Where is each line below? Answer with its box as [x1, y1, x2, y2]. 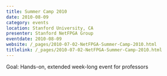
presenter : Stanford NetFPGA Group [6, 31, 94, 37]
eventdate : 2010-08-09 [6, 36, 62, 42]
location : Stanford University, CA [6, 25, 94, 31]
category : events [6, 19, 49, 25]
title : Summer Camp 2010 [6, 8, 67, 15]
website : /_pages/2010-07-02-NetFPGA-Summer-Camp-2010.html [6, 42, 158, 48]
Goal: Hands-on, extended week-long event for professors [6, 63, 149, 70]
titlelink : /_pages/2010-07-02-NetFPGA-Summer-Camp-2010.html [6, 47, 162, 53]
